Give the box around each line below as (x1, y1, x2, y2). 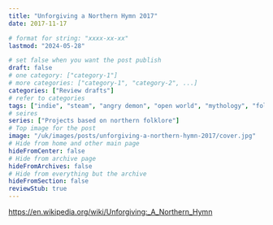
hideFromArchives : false (8, 162, 93, 171)
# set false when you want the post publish (8, 56, 162, 65)
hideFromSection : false (8, 177, 89, 185)
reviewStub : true (8, 184, 67, 193)
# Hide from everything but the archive (8, 170, 148, 178)
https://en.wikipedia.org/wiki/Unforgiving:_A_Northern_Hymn (8, 207, 213, 216)
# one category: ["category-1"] (8, 71, 118, 80)
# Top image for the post (8, 124, 96, 132)
